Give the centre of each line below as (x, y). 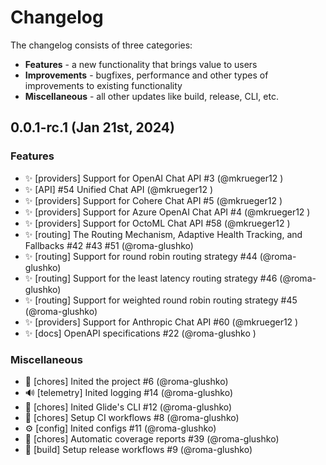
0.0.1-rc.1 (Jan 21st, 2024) (92, 127)
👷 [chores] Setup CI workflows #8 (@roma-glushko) (132, 417)
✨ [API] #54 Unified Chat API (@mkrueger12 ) (119, 189)
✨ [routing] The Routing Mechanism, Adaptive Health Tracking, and (163, 234)
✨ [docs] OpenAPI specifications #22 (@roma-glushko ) (140, 333)
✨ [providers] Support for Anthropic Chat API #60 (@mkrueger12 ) (161, 322)
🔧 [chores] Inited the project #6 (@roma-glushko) (126, 381)
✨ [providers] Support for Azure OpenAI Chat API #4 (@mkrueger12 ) (167, 212)
